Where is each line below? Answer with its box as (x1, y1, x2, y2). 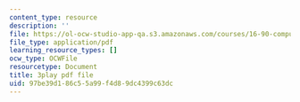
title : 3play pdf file (9, 71, 94, 80)
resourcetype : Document (9, 63, 98, 72)
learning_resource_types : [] (9, 46, 118, 55)
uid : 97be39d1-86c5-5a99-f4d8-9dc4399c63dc (9, 79, 174, 88)
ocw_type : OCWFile (9, 54, 78, 63)
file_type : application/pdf (9, 37, 114, 47)
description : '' (9, 21, 70, 30)
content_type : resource (9, 12, 98, 22)
